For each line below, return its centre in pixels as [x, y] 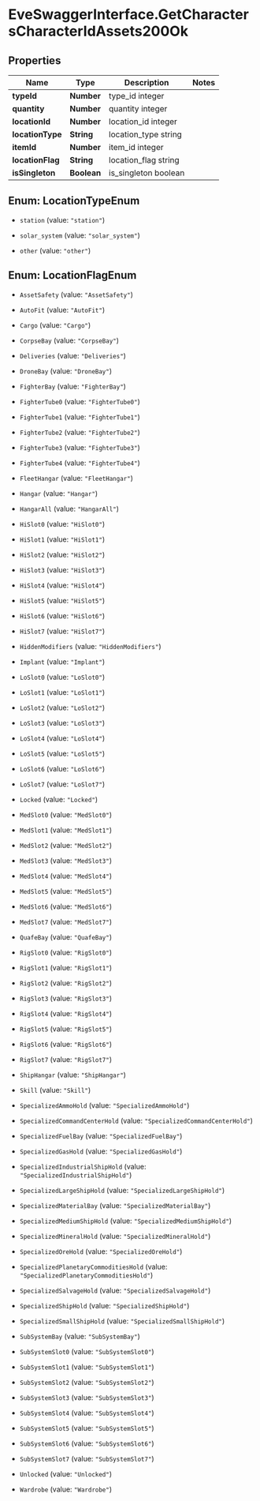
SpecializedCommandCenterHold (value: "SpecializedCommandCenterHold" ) [136, 1120]
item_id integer [136, 147]
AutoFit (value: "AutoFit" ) [62, 310]
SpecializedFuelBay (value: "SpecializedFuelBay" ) [101, 1135]
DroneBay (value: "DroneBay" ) [66, 371]
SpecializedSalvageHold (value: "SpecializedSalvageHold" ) [115, 1290]
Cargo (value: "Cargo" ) [55, 325]
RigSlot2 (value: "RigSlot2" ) [66, 983]
